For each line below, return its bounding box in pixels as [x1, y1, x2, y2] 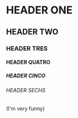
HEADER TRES [6, 44, 48, 53]
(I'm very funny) [6, 105, 45, 112]
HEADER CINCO [6, 72, 46, 79]
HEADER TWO [6, 27, 59, 37]
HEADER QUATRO [6, 59, 50, 66]
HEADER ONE [6, 4, 73, 17]
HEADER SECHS [6, 87, 46, 94]
